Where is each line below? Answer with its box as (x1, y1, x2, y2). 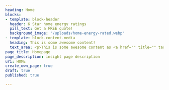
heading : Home (5, 7, 35, 13)
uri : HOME (5, 59, 26, 64)
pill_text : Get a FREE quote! (10, 26, 73, 31)
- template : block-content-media (5, 36, 75, 41)
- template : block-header (5, 17, 59, 22)
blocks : (5, 12, 22, 17)
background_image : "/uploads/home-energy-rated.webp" (10, 31, 125, 36)
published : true (5, 73, 39, 78)
